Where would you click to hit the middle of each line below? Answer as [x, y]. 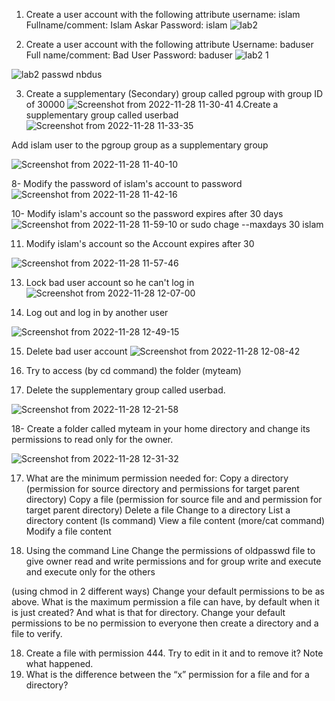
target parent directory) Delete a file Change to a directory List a [158, 510]
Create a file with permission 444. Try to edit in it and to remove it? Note [174, 653]
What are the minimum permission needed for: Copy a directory [157, 478]
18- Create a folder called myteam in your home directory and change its [161, 428]
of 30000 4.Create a [152, 104]
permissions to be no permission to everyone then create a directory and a [165, 623]
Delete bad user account [76, 351]
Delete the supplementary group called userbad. [125, 390]
